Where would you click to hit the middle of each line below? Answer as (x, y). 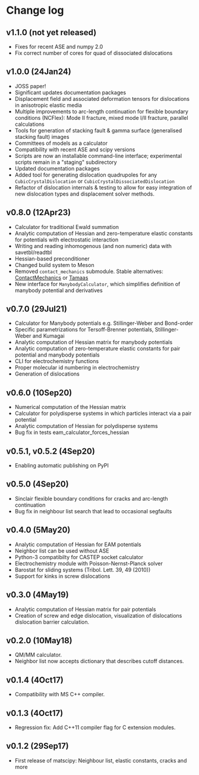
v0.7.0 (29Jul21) (37, 309)
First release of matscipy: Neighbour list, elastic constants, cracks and (101, 760)
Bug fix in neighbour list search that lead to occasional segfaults (93, 511)
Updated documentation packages (57, 168)
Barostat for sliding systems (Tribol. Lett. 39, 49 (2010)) (83, 569)
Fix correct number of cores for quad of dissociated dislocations (94, 53)
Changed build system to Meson (54, 265)
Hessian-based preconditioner (52, 258)
